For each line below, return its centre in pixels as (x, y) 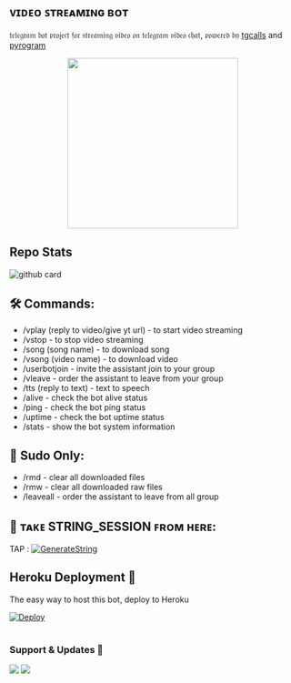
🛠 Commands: (52, 304)
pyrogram (28, 45)
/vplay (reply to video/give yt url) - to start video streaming (133, 330)
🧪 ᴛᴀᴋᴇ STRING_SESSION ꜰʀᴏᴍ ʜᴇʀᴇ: (113, 526)
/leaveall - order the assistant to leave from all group (121, 497)
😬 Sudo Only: (47, 455)
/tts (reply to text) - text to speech (86, 388)
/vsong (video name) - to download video (100, 359)
